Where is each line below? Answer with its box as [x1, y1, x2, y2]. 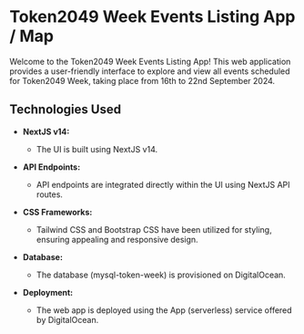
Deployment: [22, 287, 74, 297]
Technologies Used [9, 102, 121, 118]
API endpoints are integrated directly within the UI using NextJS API [35, 179, 290, 190]
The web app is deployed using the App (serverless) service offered [35, 304, 293, 316]
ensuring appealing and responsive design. [35, 234, 198, 245]
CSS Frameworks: [22, 206, 93, 217]
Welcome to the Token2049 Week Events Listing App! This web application [9, 56, 291, 67]
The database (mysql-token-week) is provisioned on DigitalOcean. [35, 269, 287, 280]
